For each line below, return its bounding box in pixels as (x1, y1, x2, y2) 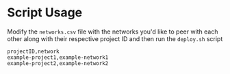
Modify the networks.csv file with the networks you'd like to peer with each (7, 27, 218, 36)
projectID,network (7, 48, 60, 55)
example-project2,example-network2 (7, 60, 109, 66)
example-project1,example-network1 (7, 53, 109, 61)
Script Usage (7, 5, 83, 21)
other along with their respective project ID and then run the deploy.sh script (7, 34, 223, 42)
